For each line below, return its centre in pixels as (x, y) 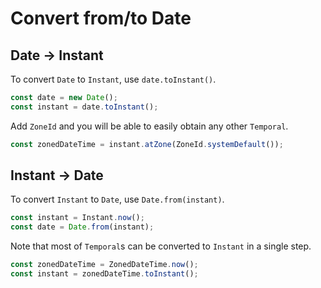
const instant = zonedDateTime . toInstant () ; (104, 274)
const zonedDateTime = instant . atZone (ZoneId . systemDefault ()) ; (147, 144)
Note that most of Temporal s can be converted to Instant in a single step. (161, 246)
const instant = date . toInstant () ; (84, 107)
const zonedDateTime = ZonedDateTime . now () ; (104, 265)
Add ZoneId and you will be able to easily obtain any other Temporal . (149, 126)
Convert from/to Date (101, 18)
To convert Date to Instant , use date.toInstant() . (113, 79)
